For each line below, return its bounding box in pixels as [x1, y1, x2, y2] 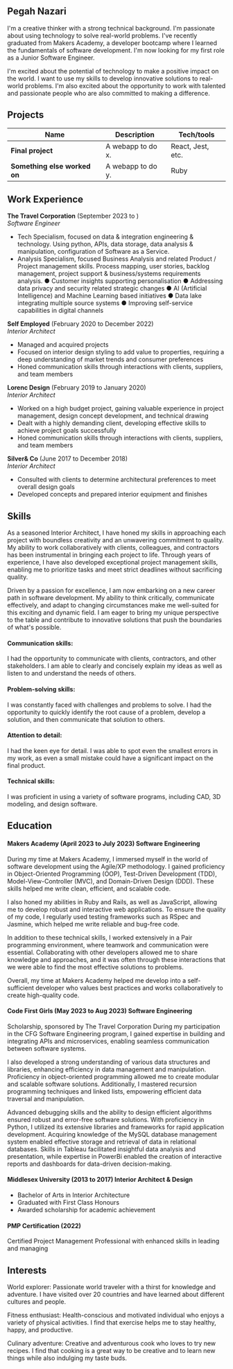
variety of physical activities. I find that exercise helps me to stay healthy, [7, 1318, 216, 1327]
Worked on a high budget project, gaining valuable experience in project [17, 404, 224, 413]
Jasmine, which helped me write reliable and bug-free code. [7, 920, 180, 928]
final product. [7, 761, 46, 769]
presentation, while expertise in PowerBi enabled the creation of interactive [7, 1152, 222, 1160]
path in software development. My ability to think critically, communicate [7, 594, 215, 602]
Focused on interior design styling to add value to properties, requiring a [17, 348, 225, 356]
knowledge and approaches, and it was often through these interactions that [7, 955, 225, 963]
